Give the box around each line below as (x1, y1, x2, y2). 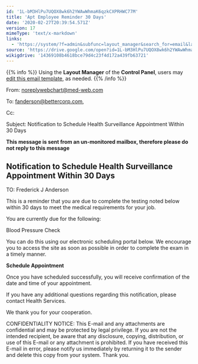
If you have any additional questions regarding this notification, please (6, 291, 177, 298)
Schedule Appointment (6, 262, 64, 269)
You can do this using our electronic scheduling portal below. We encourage (6, 238, 192, 245)
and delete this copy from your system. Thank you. (6, 352, 130, 359)
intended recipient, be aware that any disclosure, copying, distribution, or (6, 333, 184, 340)
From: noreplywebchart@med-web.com (6, 86, 104, 93)
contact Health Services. (6, 297, 67, 305)
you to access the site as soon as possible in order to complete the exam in (6, 244, 189, 252)
